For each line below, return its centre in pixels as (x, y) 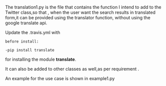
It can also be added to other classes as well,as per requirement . (72, 69)
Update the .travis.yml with (33, 32)
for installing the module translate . (41, 59)
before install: (22, 42)
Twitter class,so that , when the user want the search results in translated (81, 12)
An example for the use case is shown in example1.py (60, 78)
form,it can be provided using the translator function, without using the (78, 18)
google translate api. (26, 23)
